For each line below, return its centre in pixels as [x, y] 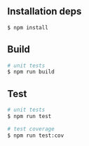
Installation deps [44, 12]
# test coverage [31, 129]
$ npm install [28, 27]
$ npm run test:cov [36, 136]
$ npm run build [31, 72]
